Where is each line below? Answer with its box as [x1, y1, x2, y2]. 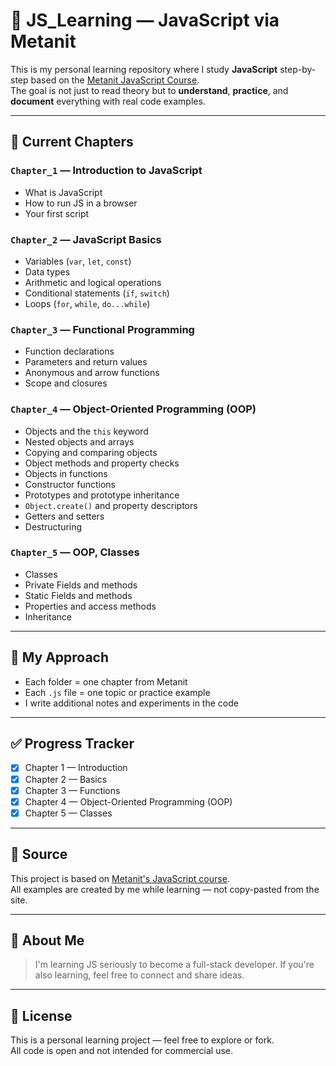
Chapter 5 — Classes [24, 807, 113, 819]
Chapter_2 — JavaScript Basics [10, 232, 162, 246]
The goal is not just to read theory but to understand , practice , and [10, 84, 289, 96]
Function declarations [24, 345, 115, 358]
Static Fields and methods [24, 589, 133, 601]
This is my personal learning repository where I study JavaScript [10, 63, 278, 75]
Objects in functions [24, 467, 108, 479]
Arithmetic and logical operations [24, 276, 162, 288]
